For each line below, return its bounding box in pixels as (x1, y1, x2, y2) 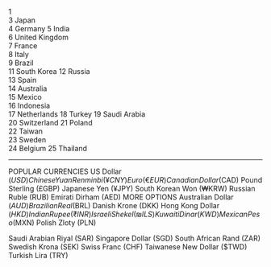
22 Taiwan (8, 126, 43, 136)
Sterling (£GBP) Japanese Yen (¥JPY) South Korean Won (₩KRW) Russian (8, 184, 256, 193)
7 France (8, 41, 38, 51)
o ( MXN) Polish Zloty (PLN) (8, 218, 97, 228)
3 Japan (8, 15, 36, 25)
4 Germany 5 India (8, 24, 70, 33)
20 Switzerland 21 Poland (8, 118, 93, 127)
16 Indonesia (8, 101, 51, 110)
